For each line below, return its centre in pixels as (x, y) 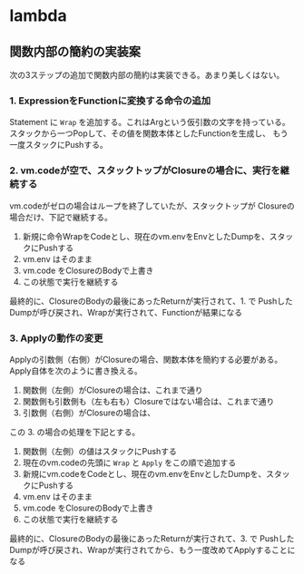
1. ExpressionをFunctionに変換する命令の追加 (110, 101)
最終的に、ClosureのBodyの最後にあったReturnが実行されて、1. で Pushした (151, 301)
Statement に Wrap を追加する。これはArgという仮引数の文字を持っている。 (150, 122)
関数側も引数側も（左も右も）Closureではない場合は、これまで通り (148, 401)
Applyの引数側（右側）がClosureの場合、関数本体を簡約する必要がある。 (146, 359)
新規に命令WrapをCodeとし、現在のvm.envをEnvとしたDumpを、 (146, 236)
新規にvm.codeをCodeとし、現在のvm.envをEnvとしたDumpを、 (144, 473)
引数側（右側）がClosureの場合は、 (89, 413)
